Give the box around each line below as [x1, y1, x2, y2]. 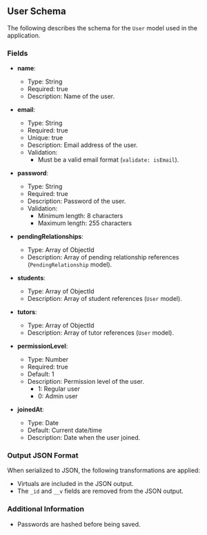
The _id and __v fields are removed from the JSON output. [17, 487, 184, 496]
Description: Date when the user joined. [27, 434, 141, 442]
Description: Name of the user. [27, 93, 115, 101]
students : [17, 274, 46, 282]
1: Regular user [37, 385, 81, 393]
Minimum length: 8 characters [37, 212, 124, 220]
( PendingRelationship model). [27, 260, 112, 269]
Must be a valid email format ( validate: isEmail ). [37, 155, 179, 164]
